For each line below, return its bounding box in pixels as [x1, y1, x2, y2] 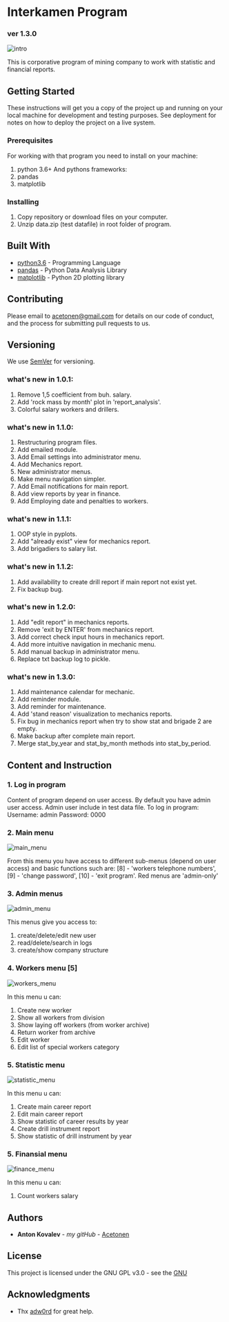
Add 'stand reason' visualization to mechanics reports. [17, 710, 172, 718]
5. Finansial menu [7, 1149, 68, 1159]
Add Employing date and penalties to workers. [17, 496, 148, 505]
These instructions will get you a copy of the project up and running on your [7, 104, 223, 112]
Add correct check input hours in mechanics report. [17, 633, 165, 641]
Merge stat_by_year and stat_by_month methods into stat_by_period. [17, 739, 212, 748]
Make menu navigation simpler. [17, 475, 106, 483]
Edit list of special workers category [17, 1042, 119, 1051]
